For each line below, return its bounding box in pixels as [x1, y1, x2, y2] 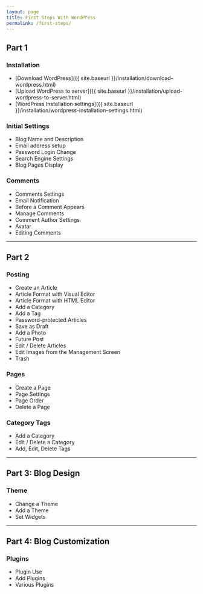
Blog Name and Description [14, 136, 84, 143]
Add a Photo [14, 329, 47, 336]
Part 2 [6, 252, 30, 262]
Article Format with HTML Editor [14, 297, 95, 304]
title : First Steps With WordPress [6, 15, 96, 21]
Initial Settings [6, 122, 50, 130]
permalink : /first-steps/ [6, 20, 71, 26]
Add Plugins [14, 575, 45, 582]
